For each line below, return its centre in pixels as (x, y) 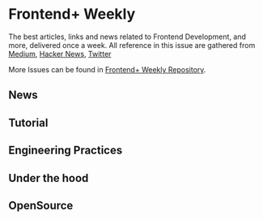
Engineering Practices (66, 151)
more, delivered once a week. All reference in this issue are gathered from (132, 45)
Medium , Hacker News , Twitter (60, 54)
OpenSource (41, 205)
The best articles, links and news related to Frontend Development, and (127, 37)
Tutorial (28, 123)
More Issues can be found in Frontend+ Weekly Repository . (107, 69)
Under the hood (49, 178)
